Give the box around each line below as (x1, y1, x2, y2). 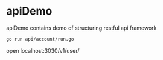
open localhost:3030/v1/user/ (6, 47, 80, 54)
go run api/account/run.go (6, 36, 74, 42)
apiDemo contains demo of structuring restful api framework (6, 24, 157, 32)
